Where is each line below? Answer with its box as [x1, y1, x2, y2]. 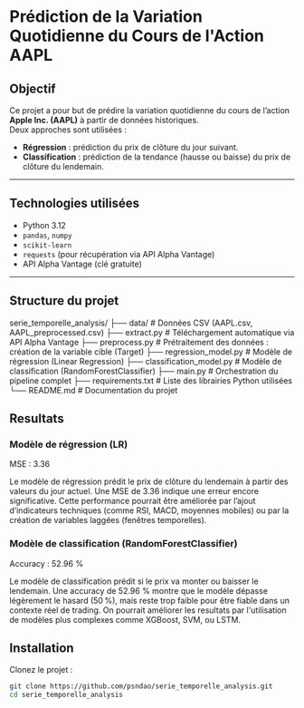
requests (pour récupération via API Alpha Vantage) [22, 248, 215, 259]
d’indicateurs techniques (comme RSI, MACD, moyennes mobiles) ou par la [9, 505, 290, 516]
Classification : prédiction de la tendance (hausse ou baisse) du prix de [22, 151, 291, 162]
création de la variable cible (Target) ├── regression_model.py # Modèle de [9, 346, 292, 357]
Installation [9, 641, 74, 655]
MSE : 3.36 [9, 459, 51, 470]
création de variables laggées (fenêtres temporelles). [9, 515, 207, 526]
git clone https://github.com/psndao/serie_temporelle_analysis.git [9, 682, 273, 691]
